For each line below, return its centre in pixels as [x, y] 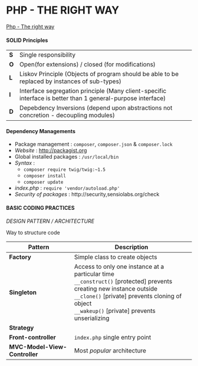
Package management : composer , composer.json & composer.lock [93, 144]
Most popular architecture [110, 350]
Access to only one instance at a [119, 266]
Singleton [23, 292]
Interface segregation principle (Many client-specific [93, 91]
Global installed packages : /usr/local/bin [67, 157]
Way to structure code [33, 232]
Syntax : [25, 163]
